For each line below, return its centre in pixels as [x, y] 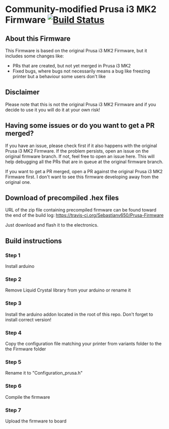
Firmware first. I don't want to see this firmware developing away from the [82, 177]
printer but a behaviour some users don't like [59, 76]
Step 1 [13, 255]
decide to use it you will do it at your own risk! [53, 110]
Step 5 [13, 362]
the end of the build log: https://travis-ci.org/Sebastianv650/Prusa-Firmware [84, 216]
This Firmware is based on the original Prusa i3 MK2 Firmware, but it [76, 51]
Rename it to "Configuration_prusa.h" [44, 373]
